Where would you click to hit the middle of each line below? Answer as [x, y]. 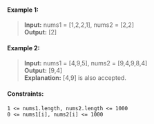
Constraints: [26, 94]
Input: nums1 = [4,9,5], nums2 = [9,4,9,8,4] [86, 63]
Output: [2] [40, 32]
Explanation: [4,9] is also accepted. [75, 78]
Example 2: [23, 48]
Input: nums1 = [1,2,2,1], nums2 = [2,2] [79, 25]
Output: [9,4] [43, 71]
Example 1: [23, 10]
